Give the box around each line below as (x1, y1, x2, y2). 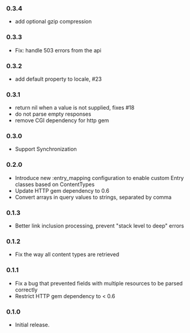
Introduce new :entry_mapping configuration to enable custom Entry (14, 174, 185, 181)
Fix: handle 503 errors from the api (14, 46, 102, 54)
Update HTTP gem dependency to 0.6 (14, 187, 109, 194)
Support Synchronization (14, 146, 77, 153)
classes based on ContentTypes (14, 181, 95, 188)
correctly (14, 286, 38, 293)
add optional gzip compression (14, 18, 92, 25)
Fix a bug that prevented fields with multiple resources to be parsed (14, 279, 183, 287)
